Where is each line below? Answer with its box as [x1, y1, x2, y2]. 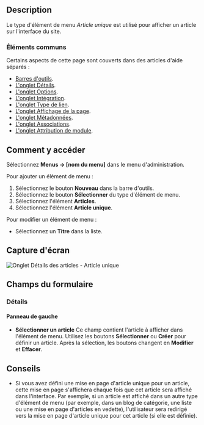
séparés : [6, 64, 30, 71]
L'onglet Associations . [15, 120, 71, 128]
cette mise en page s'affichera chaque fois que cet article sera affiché [15, 386, 192, 393]
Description [6, 5, 52, 15]
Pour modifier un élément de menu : [6, 216, 97, 223]
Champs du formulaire [6, 279, 93, 289]
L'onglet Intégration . [15, 95, 66, 102]
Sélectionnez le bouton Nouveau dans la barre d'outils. [15, 184, 155, 192]
